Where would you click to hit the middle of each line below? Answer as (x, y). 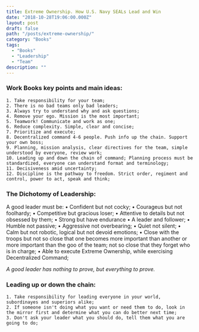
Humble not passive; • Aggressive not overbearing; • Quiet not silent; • (94, 226)
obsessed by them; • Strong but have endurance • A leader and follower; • (98, 219)
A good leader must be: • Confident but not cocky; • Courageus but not (94, 207)
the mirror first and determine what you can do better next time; (92, 313)
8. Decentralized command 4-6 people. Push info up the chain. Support (97, 137)
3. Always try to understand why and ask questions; (73, 111)
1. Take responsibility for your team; (56, 100)
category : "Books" (29, 39)
